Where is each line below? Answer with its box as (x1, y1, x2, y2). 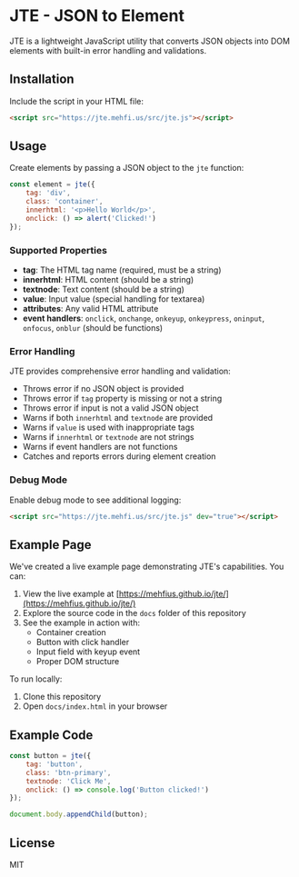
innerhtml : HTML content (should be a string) (22, 274, 194, 284)
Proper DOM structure (35, 656, 120, 667)
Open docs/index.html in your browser (22, 701, 168, 712)
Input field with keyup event (35, 646, 141, 657)
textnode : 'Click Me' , (25, 776, 112, 786)
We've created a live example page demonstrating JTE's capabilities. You (9, 561, 284, 573)
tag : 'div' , (25, 188, 71, 198)
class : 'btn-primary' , (25, 768, 112, 777)
